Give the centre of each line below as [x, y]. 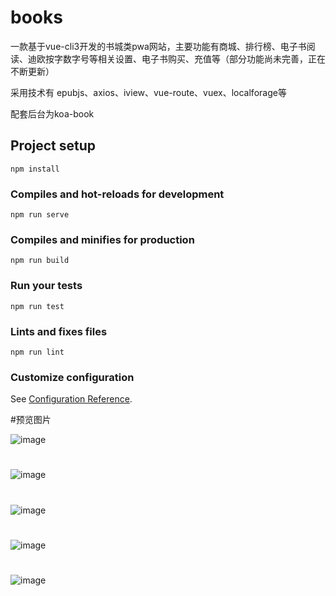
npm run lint [37, 352]
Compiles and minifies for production [102, 239]
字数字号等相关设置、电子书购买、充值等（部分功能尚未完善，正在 [189, 58]
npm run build [40, 261]
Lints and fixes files [59, 331]
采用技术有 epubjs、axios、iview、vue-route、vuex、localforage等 [148, 92]
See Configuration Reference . [71, 399]
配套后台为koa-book [52, 113]
